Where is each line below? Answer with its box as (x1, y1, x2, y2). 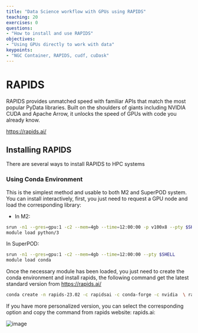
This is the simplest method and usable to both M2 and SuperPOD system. (6, 188, 187, 195)
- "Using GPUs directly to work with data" (6, 42, 115, 48)
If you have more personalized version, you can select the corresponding (6, 302, 184, 310)
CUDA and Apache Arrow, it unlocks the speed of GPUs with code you (6, 110, 177, 117)
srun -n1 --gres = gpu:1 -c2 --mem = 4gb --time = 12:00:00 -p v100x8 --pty (6, 224, 183, 230)
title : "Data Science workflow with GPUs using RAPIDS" (6, 8, 146, 15)
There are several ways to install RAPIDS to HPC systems (6, 161, 146, 168)
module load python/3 (6, 230, 60, 236)
